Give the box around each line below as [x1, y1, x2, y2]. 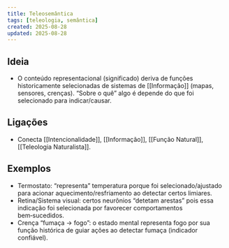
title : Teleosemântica [7, 10, 73, 17]
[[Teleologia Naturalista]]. [17, 143, 91, 151]
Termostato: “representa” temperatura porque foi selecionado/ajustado [17, 181, 222, 189]
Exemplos [7, 163, 51, 175]
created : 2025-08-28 [7, 23, 68, 30]
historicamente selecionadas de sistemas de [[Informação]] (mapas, [17, 82, 214, 90]
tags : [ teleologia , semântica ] [7, 17, 98, 24]
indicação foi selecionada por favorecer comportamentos [17, 203, 183, 212]
